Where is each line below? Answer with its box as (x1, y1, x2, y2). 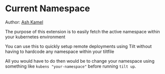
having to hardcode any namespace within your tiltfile (5, 49, 115, 54)
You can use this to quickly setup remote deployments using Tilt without (5, 43, 152, 49)
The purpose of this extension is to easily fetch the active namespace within (5, 28, 161, 34)
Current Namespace (5, 3, 90, 14)
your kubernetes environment (5, 34, 66, 40)
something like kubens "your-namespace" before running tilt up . (5, 63, 136, 69)
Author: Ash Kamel (5, 19, 43, 25)
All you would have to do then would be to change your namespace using (5, 58, 155, 64)
